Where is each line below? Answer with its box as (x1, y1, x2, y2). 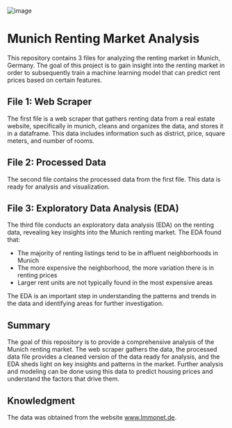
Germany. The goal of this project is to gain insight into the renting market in (7, 61, 225, 69)
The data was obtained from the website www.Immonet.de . (7, 413, 177, 421)
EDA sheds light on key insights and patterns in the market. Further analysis (7, 360, 224, 368)
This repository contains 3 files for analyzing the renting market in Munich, (7, 53, 221, 62)
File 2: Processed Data (7, 157, 106, 169)
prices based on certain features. (7, 76, 103, 84)
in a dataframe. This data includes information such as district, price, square (7, 129, 226, 137)
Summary (7, 319, 51, 331)
